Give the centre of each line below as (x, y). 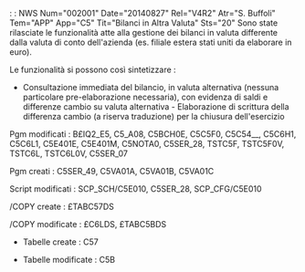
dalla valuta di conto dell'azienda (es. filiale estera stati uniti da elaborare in (151, 42)
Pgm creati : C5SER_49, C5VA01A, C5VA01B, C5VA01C (112, 171)
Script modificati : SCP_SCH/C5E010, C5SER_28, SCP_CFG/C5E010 (136, 189)
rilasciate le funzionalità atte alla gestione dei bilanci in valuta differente (144, 32)
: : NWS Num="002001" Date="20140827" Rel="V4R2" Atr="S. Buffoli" (142, 13)
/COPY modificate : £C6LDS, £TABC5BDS (88, 224)
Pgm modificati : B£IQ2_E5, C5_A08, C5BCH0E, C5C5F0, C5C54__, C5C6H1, (153, 134)
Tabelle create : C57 (60, 242)
